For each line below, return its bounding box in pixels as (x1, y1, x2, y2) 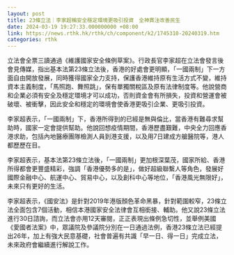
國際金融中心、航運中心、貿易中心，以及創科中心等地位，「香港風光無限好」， (7, 173, 227, 182)
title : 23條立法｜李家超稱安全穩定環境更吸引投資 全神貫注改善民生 (7, 17, 181, 24)
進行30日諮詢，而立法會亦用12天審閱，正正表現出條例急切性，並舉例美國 (7, 214, 217, 223)
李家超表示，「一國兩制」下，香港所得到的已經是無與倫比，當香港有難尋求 (7, 115, 218, 123)
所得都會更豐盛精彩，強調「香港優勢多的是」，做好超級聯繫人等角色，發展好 (7, 165, 224, 173)
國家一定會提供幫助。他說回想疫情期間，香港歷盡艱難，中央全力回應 (25, 124, 221, 132)
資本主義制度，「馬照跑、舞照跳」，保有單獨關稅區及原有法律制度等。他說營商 (7, 82, 227, 91)
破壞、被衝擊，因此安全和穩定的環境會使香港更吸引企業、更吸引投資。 (7, 100, 209, 108)
